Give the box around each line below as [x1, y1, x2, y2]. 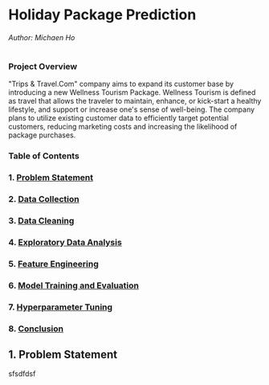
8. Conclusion [8, 323, 64, 334]
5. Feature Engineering [8, 258, 99, 269]
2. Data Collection [8, 194, 79, 205]
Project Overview [8, 60, 78, 72]
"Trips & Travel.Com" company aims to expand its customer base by [8, 79, 234, 89]
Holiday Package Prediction [8, 6, 197, 24]
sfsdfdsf [8, 369, 36, 379]
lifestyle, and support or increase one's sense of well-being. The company [8, 104, 255, 114]
